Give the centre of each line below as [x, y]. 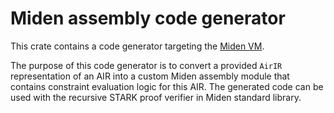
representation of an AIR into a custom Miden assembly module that [150, 76]
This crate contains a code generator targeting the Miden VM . [137, 46]
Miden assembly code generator [148, 18]
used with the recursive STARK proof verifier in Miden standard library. [156, 97]
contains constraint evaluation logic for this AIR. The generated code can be [167, 86]
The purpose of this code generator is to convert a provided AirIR [146, 65]
